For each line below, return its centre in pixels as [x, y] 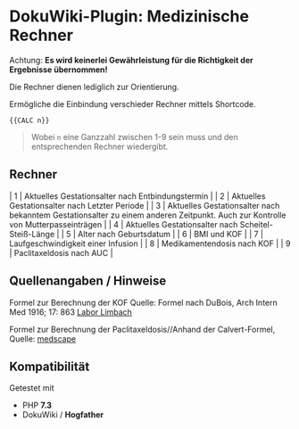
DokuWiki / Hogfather [63, 415]
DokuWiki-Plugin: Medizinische [129, 16]
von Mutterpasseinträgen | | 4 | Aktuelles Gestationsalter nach [124, 224]
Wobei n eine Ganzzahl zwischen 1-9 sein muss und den [134, 136]
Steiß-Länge [32, 234]
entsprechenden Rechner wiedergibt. [100, 146]
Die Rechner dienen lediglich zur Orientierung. [95, 87]
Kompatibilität [50, 366]
